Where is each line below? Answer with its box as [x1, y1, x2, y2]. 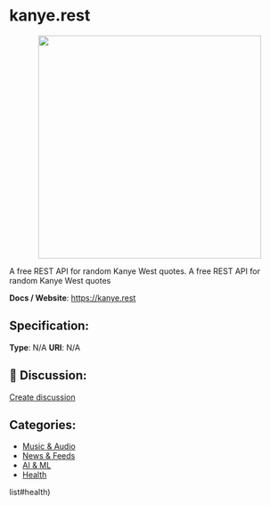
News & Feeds [21, 451, 76, 461]
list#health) [9, 487, 51, 498]
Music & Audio [21, 441, 76, 451]
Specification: [9, 319, 89, 334]
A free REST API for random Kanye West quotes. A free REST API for [9, 265, 261, 277]
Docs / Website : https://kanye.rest [9, 292, 136, 303]
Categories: [9, 417, 77, 433]
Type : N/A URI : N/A [9, 342, 81, 352]
